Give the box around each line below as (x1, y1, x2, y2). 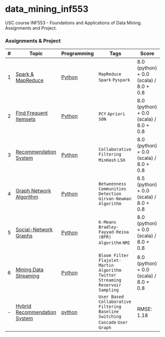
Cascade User (98, 320, 128, 325)
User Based (98, 294, 124, 300)
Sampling (98, 287, 119, 293)
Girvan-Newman (98, 196, 132, 202)
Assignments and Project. (5, 25, 57, 31)
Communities (98, 186, 127, 192)
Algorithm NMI (98, 240, 131, 246)
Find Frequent (15, 110, 48, 116)
